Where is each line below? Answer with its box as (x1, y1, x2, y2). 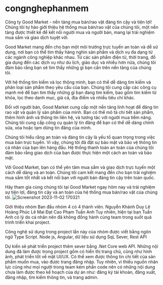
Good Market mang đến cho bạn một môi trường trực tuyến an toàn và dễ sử (5, 44, 158, 50)
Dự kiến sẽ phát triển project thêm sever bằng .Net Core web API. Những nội (5, 243, 159, 249)
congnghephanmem (5, 3, 89, 14)
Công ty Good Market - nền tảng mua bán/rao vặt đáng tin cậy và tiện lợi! (5, 19, 152, 25)
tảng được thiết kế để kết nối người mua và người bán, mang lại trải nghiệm (5, 29, 155, 35)
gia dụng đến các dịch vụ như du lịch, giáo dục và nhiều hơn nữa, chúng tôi (5, 59, 156, 65)
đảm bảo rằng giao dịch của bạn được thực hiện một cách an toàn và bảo (5, 149, 152, 156)
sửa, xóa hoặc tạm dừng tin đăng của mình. (5, 125, 92, 130)
